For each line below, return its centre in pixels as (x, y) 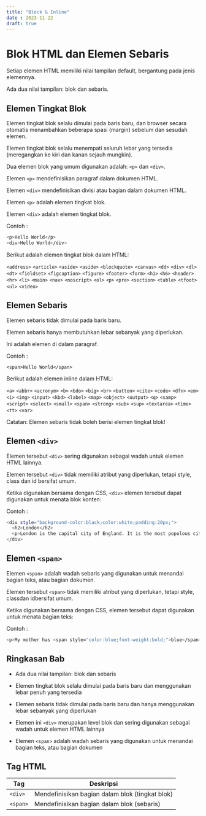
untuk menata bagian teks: (40, 617)
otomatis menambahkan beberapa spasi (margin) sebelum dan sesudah (97, 130)
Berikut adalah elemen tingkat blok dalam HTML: (68, 255)
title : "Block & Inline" (38, 12)
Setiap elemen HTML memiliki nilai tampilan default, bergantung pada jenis (101, 71)
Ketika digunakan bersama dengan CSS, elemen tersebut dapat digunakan (100, 610)
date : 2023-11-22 (30, 18)
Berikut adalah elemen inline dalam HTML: (60, 379)
